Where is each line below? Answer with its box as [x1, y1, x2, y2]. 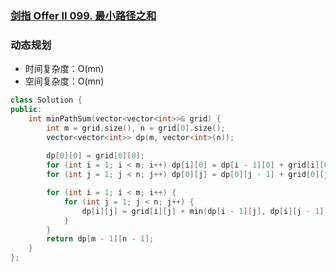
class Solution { [10, 95, 83, 106]
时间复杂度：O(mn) [24, 63, 105, 75]
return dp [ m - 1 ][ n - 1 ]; [46, 234, 155, 244]
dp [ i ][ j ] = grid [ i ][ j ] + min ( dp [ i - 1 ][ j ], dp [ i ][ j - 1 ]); [81, 206, 333, 216]
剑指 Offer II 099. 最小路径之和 [10, 8, 157, 22]
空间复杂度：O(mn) [24, 75, 105, 87]
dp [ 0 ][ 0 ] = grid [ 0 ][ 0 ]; [46, 151, 145, 161]
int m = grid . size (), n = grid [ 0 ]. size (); [46, 123, 226, 133]
